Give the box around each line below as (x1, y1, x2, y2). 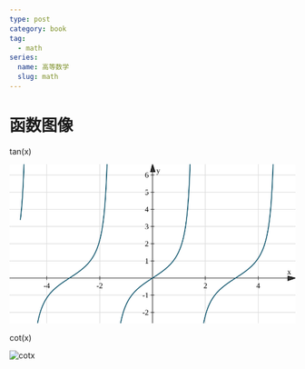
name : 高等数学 (17, 63, 70, 72)
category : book (9, 24, 67, 34)
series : (9, 53, 39, 63)
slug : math (17, 73, 59, 82)
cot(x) (9, 332, 32, 343)
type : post (9, 15, 51, 24)
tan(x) (9, 145, 32, 156)
